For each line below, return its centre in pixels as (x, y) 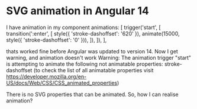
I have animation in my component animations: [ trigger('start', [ (83, 27)
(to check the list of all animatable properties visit (93, 70)
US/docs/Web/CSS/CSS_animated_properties (62, 83)
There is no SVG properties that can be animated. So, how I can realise (92, 94)
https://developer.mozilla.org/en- (46, 76)
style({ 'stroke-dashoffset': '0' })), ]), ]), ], (56, 40)
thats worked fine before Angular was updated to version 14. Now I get (92, 51)
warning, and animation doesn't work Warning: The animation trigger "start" (98, 57)
